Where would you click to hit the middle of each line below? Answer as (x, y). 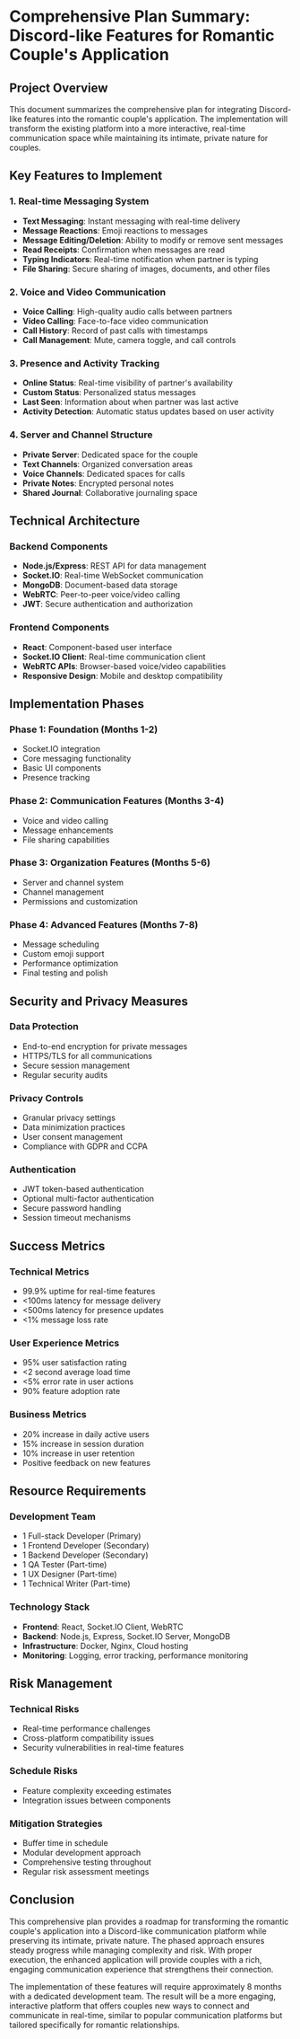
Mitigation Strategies (56, 1823)
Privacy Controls (47, 1098)
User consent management (73, 1137)
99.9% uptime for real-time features (89, 1292)
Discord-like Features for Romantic (142, 35)
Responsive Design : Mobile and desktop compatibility (123, 675)
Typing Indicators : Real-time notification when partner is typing (140, 259)
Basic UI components (61, 768)
